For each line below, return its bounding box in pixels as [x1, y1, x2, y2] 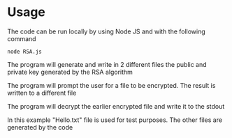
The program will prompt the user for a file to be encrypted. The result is [7, 81, 216, 89]
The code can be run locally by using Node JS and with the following [7, 27, 206, 36]
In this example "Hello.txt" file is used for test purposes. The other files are [7, 116, 222, 124]
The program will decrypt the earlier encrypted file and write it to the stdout [7, 102, 225, 110]
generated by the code [7, 123, 73, 131]
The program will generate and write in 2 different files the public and [7, 60, 208, 68]
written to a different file [7, 89, 77, 97]
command [7, 34, 36, 43]
